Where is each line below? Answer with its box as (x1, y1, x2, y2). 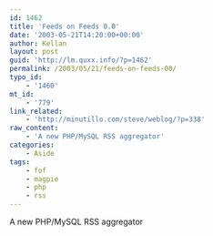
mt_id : (9, 89, 35, 98)
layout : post (9, 47, 59, 56)
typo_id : (9, 73, 43, 82)
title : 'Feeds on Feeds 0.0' (9, 22, 120, 31)
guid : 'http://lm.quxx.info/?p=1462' (9, 56, 153, 65)
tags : (9, 157, 30, 167)
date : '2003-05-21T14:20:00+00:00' (9, 30, 145, 39)
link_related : (9, 107, 64, 116)
